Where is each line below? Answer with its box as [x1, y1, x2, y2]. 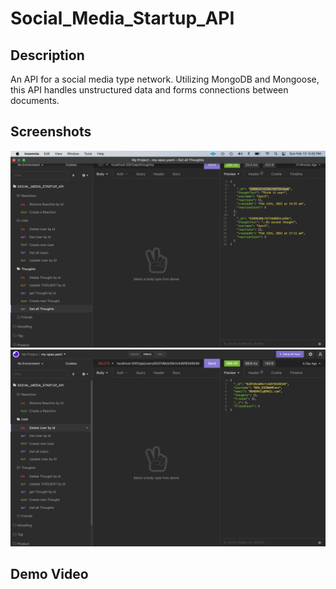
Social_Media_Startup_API [10, 7, 235, 30]
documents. [10, 95, 60, 106]
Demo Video [10, 566, 89, 583]
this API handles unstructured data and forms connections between [10, 84, 289, 96]
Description [10, 47, 85, 64]
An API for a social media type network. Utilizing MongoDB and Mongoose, [10, 73, 320, 85]
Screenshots [10, 123, 92, 141]
